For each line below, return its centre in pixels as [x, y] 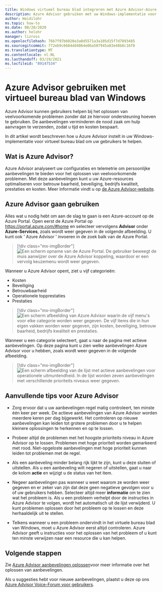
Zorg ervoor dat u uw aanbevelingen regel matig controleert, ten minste [83, 408]
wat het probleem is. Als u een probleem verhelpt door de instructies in [83, 497]
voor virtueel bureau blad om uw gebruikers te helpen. [88, 142]
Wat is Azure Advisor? [39, 156]
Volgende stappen [33, 553]
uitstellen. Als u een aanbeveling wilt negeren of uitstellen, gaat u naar [82, 468]
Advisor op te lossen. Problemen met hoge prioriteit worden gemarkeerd [84, 443]
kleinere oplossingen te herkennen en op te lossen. [63, 428]
